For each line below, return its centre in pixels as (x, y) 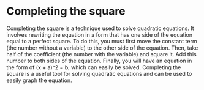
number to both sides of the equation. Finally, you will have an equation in (99, 61)
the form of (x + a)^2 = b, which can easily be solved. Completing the (94, 67)
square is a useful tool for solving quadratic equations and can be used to (99, 73)
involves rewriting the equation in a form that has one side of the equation (100, 34)
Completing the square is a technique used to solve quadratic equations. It (100, 28)
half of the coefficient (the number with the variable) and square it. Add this (102, 54)
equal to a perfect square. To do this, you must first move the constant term (102, 41)
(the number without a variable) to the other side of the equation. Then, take (102, 48)
